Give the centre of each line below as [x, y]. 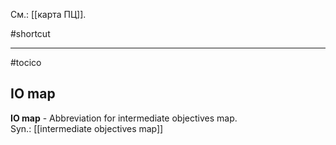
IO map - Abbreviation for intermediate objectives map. [124, 118]
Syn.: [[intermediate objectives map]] [87, 128]
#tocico [26, 62]
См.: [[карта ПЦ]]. [48, 14]
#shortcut [30, 33]
